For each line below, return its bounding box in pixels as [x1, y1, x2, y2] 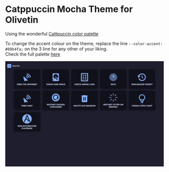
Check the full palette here [5, 51, 60, 57]
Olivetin [5, 14, 39, 26]
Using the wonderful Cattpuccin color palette [5, 31, 99, 37]
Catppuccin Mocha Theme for [5, 4, 133, 15]
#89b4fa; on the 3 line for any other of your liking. [5, 46, 108, 52]
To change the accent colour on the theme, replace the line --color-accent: [5, 40, 163, 46]
